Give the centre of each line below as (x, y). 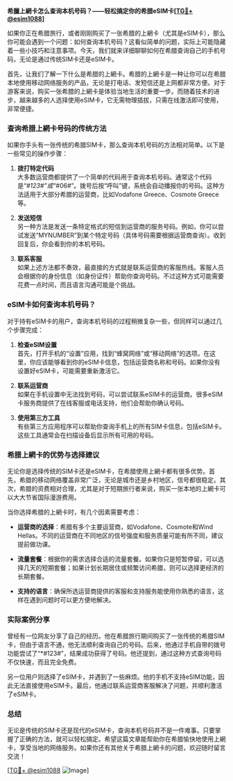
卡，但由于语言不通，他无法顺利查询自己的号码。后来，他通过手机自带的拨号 (116, 645)
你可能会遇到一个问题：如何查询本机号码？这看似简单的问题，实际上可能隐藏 (116, 42)
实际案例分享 (29, 620)
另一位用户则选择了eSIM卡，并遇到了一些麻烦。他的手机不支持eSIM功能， (113, 677)
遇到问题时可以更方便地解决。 (72, 599)
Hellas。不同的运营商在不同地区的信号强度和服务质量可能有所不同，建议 (120, 536)
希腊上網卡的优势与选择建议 (53, 455)
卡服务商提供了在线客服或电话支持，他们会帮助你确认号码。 (102, 403)
